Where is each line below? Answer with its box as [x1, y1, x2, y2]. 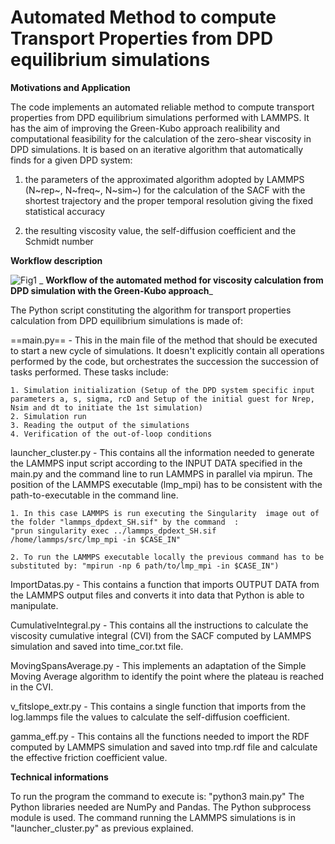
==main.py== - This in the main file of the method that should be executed [10, 334, 318, 346]
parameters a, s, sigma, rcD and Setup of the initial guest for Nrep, [10, 394, 315, 404]
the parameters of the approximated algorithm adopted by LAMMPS [24, 173, 305, 185]
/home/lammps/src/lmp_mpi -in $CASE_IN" [10, 534, 182, 545]
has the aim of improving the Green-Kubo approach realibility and [10, 122, 281, 134]
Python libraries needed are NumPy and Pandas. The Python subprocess [10, 801, 312, 813]
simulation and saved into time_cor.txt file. [10, 640, 184, 652]
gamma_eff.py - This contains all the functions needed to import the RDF [10, 730, 310, 742]
